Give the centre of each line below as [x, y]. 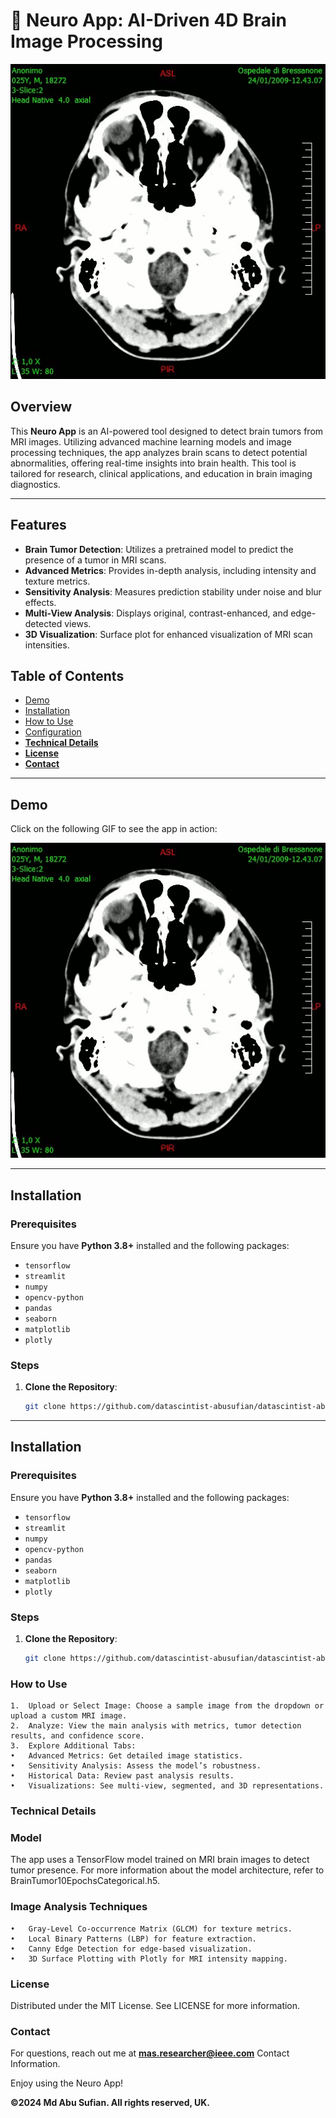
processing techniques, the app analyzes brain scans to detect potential [159, 452]
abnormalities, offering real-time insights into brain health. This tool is [153, 463]
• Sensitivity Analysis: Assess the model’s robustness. [136, 1766]
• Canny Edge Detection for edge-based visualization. [131, 1949]
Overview [41, 407]
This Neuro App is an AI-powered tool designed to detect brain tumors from [167, 431]
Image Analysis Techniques [79, 1907]
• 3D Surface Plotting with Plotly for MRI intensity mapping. [149, 1959]
